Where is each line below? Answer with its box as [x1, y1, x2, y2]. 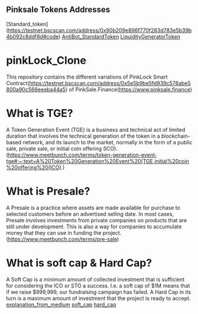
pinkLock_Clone [6, 54, 87, 67]
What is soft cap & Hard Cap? [6, 256, 152, 270]
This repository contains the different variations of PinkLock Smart [6, 73, 168, 80]
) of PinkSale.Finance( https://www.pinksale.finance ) [65, 86, 193, 93]
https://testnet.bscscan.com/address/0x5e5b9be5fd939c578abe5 [29, 79, 191, 86]
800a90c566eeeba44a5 [6, 86, 66, 93]
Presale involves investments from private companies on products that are [6, 216, 187, 224]
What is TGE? [6, 106, 74, 120]
